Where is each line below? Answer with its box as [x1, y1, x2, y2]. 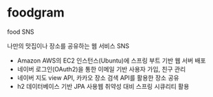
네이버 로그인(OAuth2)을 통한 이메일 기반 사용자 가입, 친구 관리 [16, 65, 186, 73]
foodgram [7, 5, 65, 21]
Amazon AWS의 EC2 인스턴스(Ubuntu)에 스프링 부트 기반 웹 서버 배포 [16, 56, 206, 65]
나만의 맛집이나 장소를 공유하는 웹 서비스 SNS [7, 41, 129, 50]
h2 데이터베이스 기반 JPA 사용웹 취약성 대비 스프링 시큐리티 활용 [16, 82, 190, 90]
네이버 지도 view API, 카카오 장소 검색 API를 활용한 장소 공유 [16, 74, 180, 82]
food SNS [7, 28, 34, 36]
